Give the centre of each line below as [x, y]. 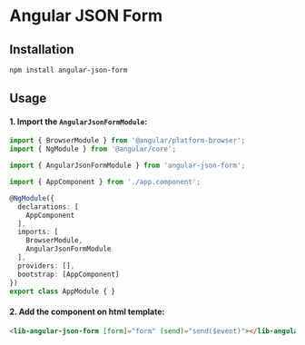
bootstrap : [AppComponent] [69, 274]
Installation [42, 49]
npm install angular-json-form [69, 70]
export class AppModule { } [63, 291]
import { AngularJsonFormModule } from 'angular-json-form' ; [128, 166]
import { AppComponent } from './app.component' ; [105, 182]
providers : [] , [46, 266]
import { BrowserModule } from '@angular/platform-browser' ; [128, 141]
